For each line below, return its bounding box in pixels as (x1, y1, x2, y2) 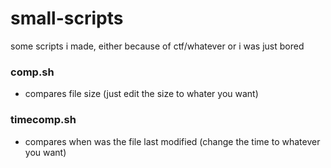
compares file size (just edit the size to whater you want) (24, 88, 259, 100)
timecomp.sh (10, 113, 77, 127)
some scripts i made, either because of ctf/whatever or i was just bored (10, 40, 305, 52)
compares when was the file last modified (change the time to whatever (24, 135, 321, 147)
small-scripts (10, 7, 124, 30)
